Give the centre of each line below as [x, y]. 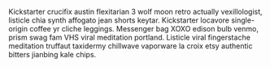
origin [18, 29]
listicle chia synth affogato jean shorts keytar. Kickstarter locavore [119, 20]
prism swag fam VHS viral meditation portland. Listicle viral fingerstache [129, 37]
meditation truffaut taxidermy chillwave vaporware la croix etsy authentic [131, 46]
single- [243, 20]
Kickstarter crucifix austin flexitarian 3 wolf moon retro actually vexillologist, [135, 12]
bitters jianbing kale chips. [52, 54]
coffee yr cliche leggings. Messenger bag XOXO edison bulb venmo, [144, 29]
